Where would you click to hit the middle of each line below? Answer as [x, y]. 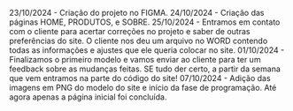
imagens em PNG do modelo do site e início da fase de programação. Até [143, 88]
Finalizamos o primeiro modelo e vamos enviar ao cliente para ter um [135, 59]
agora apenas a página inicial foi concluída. [88, 97]
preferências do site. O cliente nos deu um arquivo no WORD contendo [139, 41]
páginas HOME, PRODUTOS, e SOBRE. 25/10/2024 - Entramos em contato [145, 22]
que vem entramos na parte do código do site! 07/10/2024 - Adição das [140, 78]
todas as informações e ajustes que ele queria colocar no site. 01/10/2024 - [147, 50]
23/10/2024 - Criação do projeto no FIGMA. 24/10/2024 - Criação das [137, 13]
